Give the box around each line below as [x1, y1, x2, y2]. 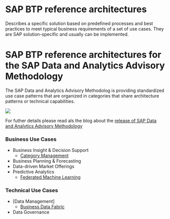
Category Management [20, 152, 69, 159]
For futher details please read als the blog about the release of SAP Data [5, 117, 157, 123]
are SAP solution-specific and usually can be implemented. [5, 31, 129, 37]
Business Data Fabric [20, 204, 65, 210]
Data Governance [12, 209, 50, 215]
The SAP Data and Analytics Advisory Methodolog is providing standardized [5, 87, 164, 93]
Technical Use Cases [5, 187, 58, 194]
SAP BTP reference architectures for [5, 49, 161, 60]
